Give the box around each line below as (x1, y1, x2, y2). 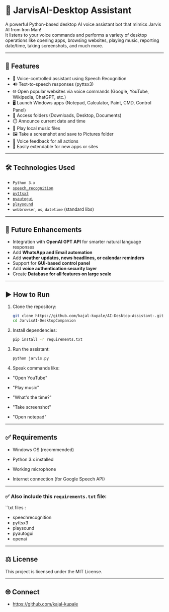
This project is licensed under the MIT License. (5, 568, 103, 574)
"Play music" (12, 384, 39, 390)
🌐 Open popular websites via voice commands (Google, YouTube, (12, 88, 149, 94)
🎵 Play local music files (12, 125, 60, 131)
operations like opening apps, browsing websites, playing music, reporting (5, 37, 159, 43)
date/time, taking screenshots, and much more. (5, 42, 104, 48)
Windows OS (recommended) (12, 446, 74, 453)
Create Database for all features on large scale (12, 271, 112, 277)
